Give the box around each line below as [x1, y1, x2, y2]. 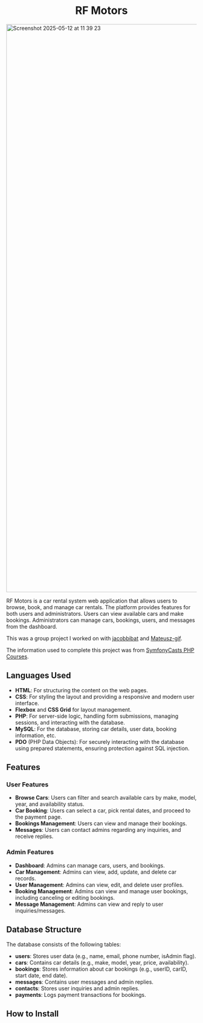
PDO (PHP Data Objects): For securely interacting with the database [14, 738, 184, 745]
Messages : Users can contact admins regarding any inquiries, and [14, 826, 181, 834]
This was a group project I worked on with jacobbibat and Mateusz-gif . [6, 635, 182, 642]
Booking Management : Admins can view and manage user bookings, [14, 887, 188, 895]
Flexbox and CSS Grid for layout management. [14, 706, 132, 713]
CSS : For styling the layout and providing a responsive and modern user [14, 693, 195, 700]
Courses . [6, 653, 29, 660]
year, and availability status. [14, 800, 85, 808]
